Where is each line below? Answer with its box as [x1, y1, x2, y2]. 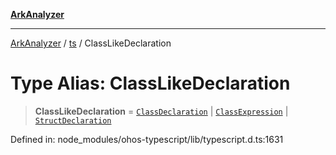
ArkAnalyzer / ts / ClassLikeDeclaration [10, 37, 172, 49]
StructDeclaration [34, 115, 112, 126]
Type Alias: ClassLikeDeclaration [10, 72, 291, 95]
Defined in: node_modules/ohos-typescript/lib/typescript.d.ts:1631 [10, 133, 284, 145]
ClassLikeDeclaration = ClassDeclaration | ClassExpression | [34, 105, 289, 117]
